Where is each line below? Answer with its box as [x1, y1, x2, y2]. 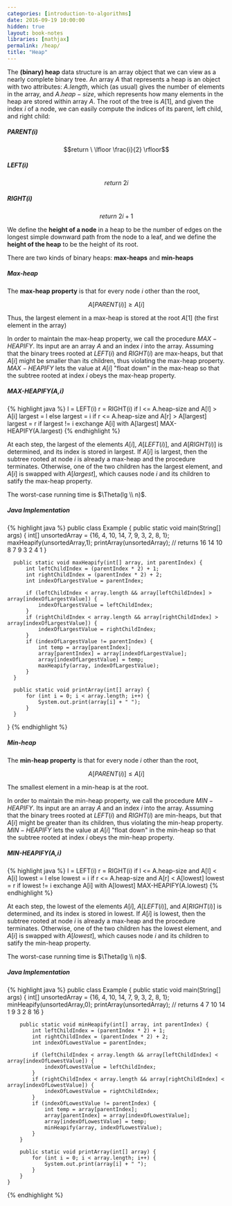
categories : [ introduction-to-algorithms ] [7, 10, 132, 17]
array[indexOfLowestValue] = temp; [44, 1118, 148, 1125]
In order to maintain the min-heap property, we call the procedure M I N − [7, 796, 213, 804]
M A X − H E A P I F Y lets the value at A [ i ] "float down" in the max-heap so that [7, 364, 220, 372]
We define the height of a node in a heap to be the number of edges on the [7, 225, 222, 233]
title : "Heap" [7, 49, 48, 56]
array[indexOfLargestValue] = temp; [37, 656, 144, 663]
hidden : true [7, 23, 45, 30]
